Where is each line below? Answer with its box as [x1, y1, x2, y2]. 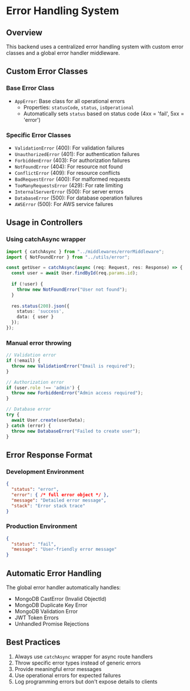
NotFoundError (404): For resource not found [14, 163, 124, 170]
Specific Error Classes [6, 131, 72, 139]
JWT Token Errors [14, 614, 59, 622]
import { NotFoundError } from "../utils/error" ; [6, 254, 131, 260]
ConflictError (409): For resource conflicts [14, 169, 121, 176]
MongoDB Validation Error [14, 608, 78, 615]
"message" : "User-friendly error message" [11, 546, 117, 553]
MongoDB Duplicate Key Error [14, 602, 88, 609]
